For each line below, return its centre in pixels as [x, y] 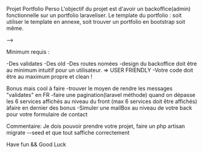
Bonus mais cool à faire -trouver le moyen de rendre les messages [90, 88]
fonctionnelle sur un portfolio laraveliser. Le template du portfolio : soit [94, 15]
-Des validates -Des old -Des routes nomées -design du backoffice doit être [102, 64]
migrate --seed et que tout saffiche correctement [68, 133]
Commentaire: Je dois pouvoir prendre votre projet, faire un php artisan [96, 126]
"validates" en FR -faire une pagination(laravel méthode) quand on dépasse [101, 95]
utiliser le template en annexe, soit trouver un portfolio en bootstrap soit [96, 22]
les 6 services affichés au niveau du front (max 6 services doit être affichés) [102, 101]
